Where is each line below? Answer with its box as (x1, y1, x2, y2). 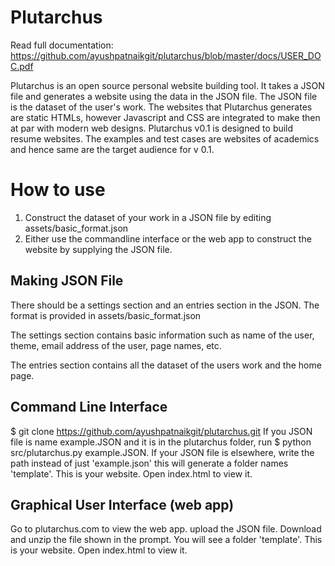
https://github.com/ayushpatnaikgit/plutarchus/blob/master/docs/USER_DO (10, 49, 322, 61)
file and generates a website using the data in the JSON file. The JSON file (10, 90, 318, 102)
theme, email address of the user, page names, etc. (10, 339, 222, 351)
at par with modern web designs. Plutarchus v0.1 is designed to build (10, 122, 294, 134)
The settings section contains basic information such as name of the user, (10, 329, 315, 341)
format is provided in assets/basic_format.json (10, 309, 202, 321)
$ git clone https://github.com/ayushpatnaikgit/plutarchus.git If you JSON (10, 425, 313, 437)
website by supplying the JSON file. (24, 243, 173, 255)
